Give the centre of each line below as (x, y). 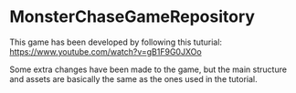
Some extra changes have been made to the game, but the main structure (148, 69)
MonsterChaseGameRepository (132, 17)
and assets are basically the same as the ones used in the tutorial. (133, 78)
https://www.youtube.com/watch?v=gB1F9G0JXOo (106, 51)
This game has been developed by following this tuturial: (116, 42)
